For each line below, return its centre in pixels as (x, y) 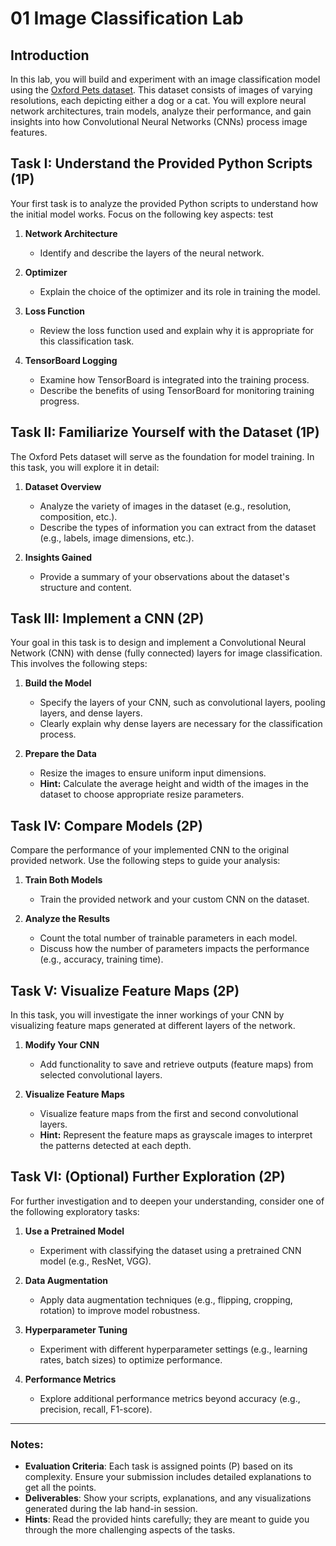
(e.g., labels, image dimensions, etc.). (117, 538)
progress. (59, 401)
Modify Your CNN (62, 1045)
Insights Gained (58, 557)
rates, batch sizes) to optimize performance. (131, 1359)
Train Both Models (63, 880)
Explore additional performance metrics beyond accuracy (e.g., (170, 1398)
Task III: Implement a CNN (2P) (107, 618)
